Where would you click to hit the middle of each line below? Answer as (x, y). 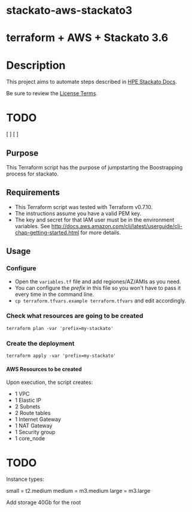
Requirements (33, 193)
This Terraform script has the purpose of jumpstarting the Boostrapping (95, 168)
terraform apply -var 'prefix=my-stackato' (61, 356)
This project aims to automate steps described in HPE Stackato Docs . (92, 82)
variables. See (32, 226)
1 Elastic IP (28, 400)
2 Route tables (33, 413)
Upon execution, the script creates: (50, 382)
